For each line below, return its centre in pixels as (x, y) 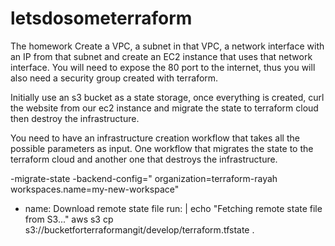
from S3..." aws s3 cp (69, 219)
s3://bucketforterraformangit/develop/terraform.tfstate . (139, 229)
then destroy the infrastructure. (75, 118)
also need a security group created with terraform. (114, 78)
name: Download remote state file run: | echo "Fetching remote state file (173, 208)
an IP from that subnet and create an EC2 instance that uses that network (161, 56)
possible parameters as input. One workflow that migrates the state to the (162, 148)
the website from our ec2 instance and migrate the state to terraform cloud (164, 108)
